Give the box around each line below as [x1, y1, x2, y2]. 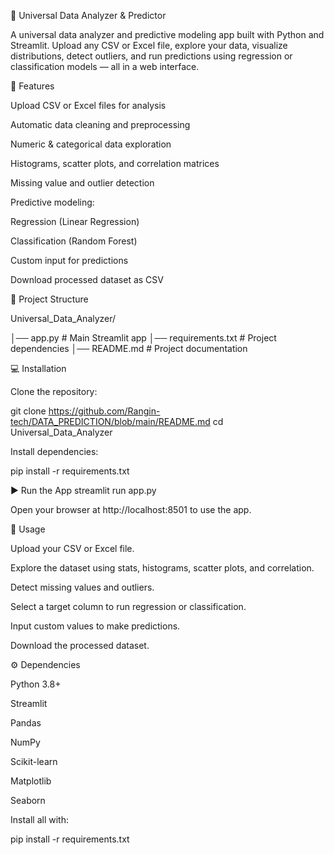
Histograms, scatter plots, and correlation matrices [10, 158, 220, 169]
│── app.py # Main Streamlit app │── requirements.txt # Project [10, 332, 277, 344]
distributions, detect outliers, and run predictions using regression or [10, 50, 293, 62]
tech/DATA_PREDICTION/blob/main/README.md [10, 416, 211, 427]
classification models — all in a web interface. [10, 61, 200, 72]
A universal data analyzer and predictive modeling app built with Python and [10, 29, 325, 40]
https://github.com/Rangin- [48, 405, 161, 417]
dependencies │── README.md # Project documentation [10, 343, 248, 354]
